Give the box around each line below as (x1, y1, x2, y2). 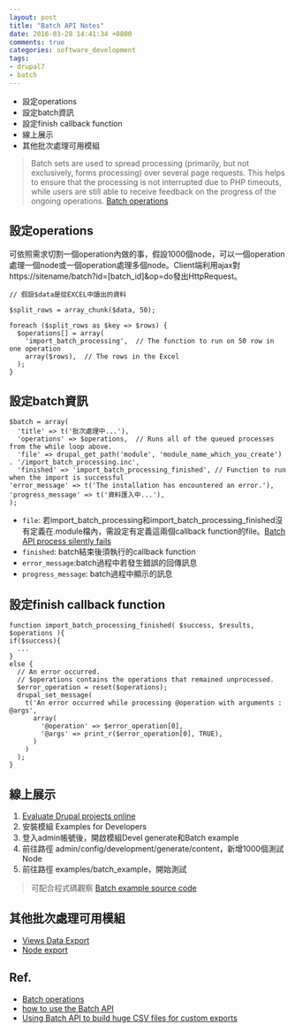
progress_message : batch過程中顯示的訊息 (21, 568, 173, 580)
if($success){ (9, 636, 62, 646)
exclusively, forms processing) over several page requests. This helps (30, 167, 285, 178)
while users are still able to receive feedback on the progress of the (30, 186, 276, 196)
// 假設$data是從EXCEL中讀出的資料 (9, 289, 126, 299)
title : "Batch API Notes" (9, 21, 104, 30)
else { (9, 660, 34, 669)
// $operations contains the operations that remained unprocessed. (17, 675, 275, 684)
